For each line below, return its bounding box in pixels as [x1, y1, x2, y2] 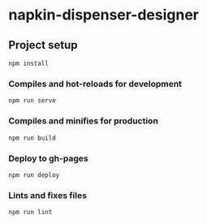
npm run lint [8, 209, 53, 217]
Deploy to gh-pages [8, 153, 88, 164]
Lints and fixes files [8, 189, 88, 200]
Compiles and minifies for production [8, 115, 158, 127]
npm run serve [8, 97, 57, 105]
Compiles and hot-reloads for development [8, 78, 183, 89]
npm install [8, 59, 49, 67]
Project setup [8, 38, 79, 52]
